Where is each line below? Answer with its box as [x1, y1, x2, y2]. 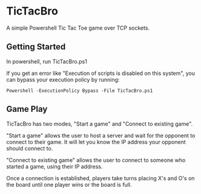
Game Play [6, 104, 48, 114]
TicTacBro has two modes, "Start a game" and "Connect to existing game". [6, 120, 193, 128]
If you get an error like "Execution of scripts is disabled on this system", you [6, 70, 196, 77]
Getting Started [6, 42, 66, 52]
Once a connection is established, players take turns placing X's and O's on [6, 174, 195, 182]
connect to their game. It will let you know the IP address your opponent [6, 138, 186, 146]
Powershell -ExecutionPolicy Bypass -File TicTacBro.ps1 [6, 88, 153, 94]
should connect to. [6, 144, 53, 152]
